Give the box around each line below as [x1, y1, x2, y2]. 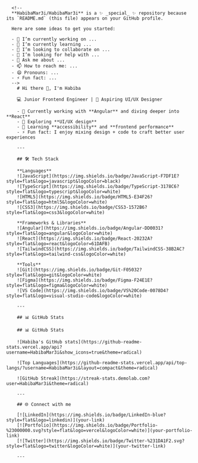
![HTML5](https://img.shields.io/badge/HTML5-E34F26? [17, 194, 153, 200]
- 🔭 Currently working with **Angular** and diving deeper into [17, 108, 180, 114]
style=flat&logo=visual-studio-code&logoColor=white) [6, 293, 143, 299]
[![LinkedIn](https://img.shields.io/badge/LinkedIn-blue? [17, 412, 166, 418]
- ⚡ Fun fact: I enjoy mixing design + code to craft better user [17, 129, 185, 135]
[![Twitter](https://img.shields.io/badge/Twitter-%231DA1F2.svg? [17, 438, 185, 444]
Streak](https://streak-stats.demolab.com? [40, 376, 150, 381]
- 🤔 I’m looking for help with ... [11, 52, 100, 58]
